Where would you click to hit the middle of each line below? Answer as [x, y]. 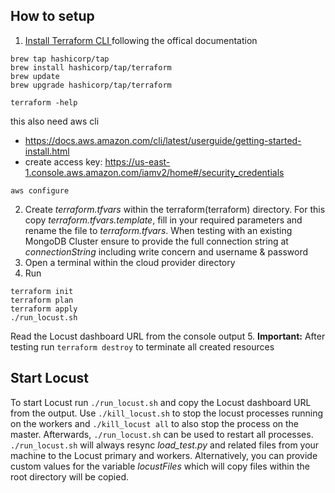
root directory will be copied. [69, 476]
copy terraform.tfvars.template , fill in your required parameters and [163, 220]
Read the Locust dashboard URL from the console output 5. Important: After [168, 336]
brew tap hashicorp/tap [60, 59]
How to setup [52, 16]
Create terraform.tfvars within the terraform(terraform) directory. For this [175, 209]
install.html [47, 151]
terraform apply [44, 309]
